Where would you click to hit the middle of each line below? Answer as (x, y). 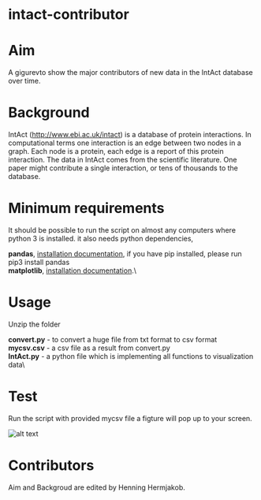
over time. (24, 81)
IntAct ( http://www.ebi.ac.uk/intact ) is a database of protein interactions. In (130, 135)
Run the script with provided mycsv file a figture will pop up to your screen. (130, 418)
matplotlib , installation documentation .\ (72, 271)
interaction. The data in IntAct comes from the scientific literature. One (123, 160)
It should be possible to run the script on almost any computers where (122, 230)
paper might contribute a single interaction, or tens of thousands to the (123, 168)
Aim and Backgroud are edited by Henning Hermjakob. (97, 487)
